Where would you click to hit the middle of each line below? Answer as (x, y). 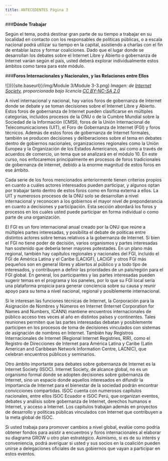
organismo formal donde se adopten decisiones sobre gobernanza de (77, 375)
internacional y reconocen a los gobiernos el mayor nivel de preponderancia (84, 201)
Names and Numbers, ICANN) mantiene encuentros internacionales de (78, 311)
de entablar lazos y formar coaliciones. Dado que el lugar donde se (74, 50)
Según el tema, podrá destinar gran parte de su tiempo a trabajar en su (78, 34)
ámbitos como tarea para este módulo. (45, 66)
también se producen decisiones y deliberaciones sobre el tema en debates (83, 138)
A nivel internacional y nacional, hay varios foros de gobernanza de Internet (83, 101)
